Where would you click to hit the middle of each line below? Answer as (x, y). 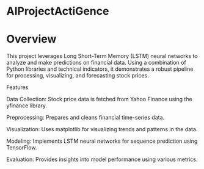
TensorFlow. (22, 148)
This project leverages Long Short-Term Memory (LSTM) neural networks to (102, 56)
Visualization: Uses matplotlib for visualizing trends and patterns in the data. (102, 129)
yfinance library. (27, 106)
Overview (31, 39)
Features (17, 87)
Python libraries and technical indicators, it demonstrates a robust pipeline (100, 69)
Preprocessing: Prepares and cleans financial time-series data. (86, 118)
